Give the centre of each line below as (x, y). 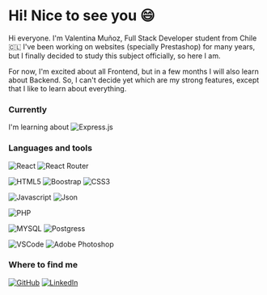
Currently (28, 109)
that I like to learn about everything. (68, 88)
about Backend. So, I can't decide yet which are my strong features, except (134, 80)
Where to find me (43, 265)
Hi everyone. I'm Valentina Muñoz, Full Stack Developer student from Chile (133, 38)
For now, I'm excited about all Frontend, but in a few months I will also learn (133, 71)
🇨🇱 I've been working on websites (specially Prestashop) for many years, (132, 46)
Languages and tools (51, 148)
